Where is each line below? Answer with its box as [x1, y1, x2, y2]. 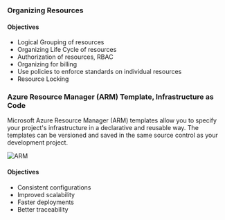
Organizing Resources [7, 6, 84, 15]
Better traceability [17, 205, 69, 213]
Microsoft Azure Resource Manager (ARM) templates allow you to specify [7, 116, 217, 125]
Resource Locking [17, 75, 69, 83]
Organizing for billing [17, 60, 78, 68]
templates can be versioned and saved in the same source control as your [7, 131, 218, 140]
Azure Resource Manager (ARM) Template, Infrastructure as [7, 92, 214, 102]
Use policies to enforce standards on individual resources [17, 68, 182, 76]
